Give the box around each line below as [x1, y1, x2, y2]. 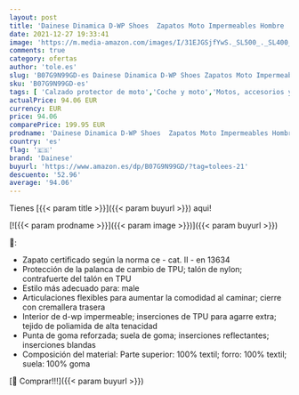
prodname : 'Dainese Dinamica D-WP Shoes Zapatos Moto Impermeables [9, 129, 269, 138]
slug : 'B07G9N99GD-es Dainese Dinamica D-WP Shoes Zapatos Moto [9, 71, 253, 80]
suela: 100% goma [21, 359, 91, 369]
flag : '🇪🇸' [9, 145, 53, 154]
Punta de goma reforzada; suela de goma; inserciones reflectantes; [21, 330, 270, 341]
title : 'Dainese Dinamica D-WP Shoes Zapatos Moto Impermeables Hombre [9, 21, 285, 30]
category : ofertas [9, 54, 77, 63]
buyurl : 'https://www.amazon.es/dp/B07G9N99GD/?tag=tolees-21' [9, 162, 249, 171]
